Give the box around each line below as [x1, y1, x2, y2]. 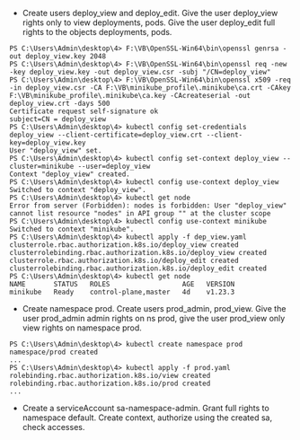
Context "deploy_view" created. [9, 170, 130, 179]
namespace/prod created [9, 348, 99, 356]
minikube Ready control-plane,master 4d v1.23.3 [9, 287, 235, 296]
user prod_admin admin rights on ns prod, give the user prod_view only [22, 313, 286, 323]
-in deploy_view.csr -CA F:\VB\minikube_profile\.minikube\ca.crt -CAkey [9, 84, 292, 92]
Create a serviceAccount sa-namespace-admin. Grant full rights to [22, 403, 269, 413]
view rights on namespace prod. [22, 322, 142, 333]
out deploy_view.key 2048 [9, 52, 106, 61]
